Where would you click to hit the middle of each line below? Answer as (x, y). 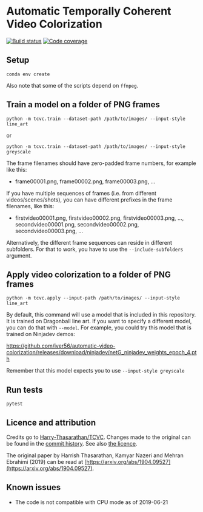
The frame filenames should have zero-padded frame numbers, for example (101, 163)
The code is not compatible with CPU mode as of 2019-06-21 (92, 502)
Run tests (25, 390)
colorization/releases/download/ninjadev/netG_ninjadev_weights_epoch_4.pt (101, 352)
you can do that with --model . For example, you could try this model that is (99, 328)
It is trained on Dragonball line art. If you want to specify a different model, (99, 321)
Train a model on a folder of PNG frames (83, 105)
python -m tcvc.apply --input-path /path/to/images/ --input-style (93, 298)
